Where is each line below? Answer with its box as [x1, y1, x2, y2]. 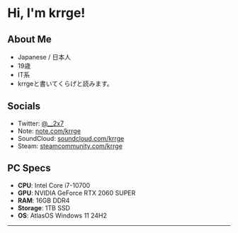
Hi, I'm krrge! [7, 5, 86, 21]
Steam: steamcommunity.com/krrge [17, 142, 123, 150]
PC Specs [7, 162, 51, 174]
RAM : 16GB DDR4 [17, 196, 70, 205]
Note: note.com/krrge [17, 126, 81, 135]
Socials [7, 101, 41, 113]
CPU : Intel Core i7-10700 [17, 181, 91, 189]
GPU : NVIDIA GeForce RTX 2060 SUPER [17, 188, 136, 197]
